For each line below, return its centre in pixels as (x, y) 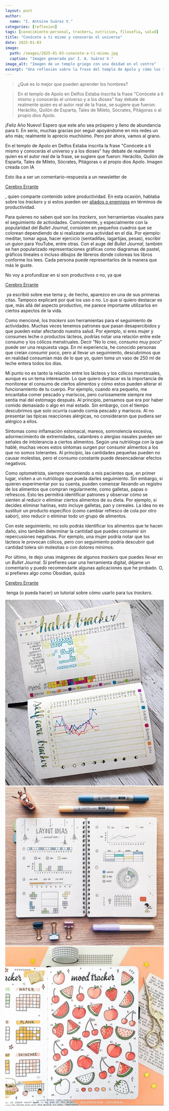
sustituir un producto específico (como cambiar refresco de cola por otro (81, 511)
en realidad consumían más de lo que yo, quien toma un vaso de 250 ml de (83, 358)
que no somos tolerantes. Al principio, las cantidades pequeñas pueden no (83, 453)
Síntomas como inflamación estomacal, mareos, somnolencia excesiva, (79, 431)
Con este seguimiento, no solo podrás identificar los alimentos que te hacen (84, 526)
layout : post (19, 11)
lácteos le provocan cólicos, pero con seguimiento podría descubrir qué (80, 542)
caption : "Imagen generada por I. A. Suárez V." (62, 59)
